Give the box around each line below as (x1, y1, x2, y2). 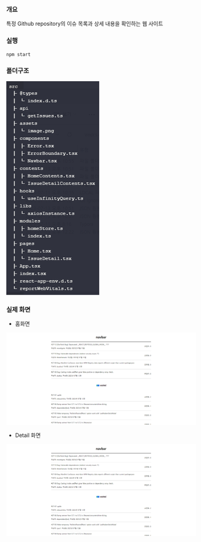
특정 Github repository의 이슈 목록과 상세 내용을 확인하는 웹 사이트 (6, 20, 164, 28)
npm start (6, 51, 31, 58)
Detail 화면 (14, 431, 41, 439)
